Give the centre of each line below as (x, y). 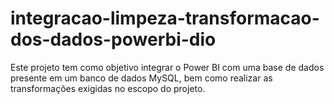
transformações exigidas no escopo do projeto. (108, 88)
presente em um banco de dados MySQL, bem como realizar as (141, 78)
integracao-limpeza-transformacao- (165, 18)
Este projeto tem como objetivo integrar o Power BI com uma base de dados (167, 67)
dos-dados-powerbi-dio (113, 39)
